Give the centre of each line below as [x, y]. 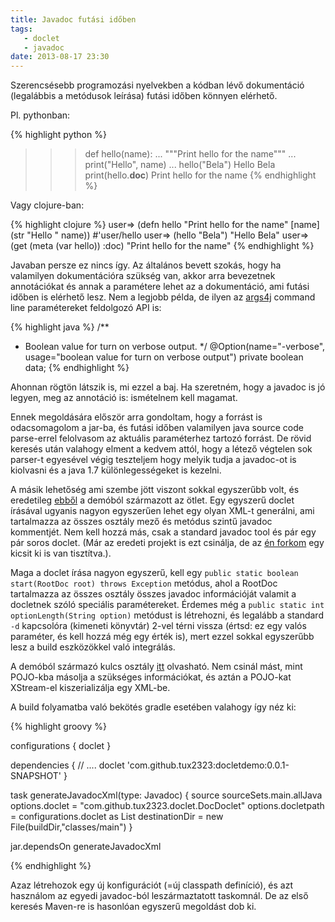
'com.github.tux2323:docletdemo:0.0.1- [208, 765]
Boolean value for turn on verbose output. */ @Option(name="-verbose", [175, 347]
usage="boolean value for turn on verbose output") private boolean [164, 357]
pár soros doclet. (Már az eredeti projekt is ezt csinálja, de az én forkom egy [167, 543]
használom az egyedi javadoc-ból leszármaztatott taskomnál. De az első [159, 896]
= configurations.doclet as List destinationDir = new [117, 817]
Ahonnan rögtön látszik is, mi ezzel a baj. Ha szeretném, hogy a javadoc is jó [168, 387]
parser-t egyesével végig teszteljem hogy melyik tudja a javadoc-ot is [153, 460]
